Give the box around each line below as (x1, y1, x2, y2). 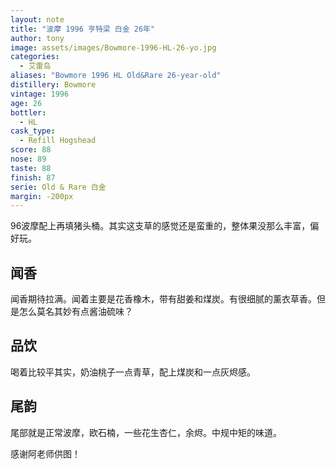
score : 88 (10, 145, 52, 155)
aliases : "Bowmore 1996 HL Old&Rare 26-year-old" (10, 71, 222, 81)
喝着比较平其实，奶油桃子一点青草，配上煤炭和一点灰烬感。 (10, 366, 256, 378)
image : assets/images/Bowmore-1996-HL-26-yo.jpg (10, 42, 217, 53)
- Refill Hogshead (19, 136, 97, 146)
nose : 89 (10, 154, 47, 164)
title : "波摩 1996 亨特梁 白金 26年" (10, 24, 156, 34)
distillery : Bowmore (10, 80, 97, 90)
